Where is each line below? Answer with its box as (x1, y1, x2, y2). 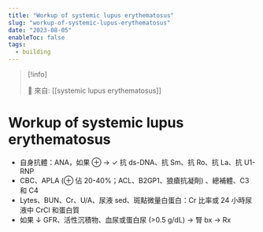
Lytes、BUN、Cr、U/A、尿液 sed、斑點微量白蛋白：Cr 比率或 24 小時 (19, 195, 246, 204)
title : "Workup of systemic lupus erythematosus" (8, 11, 175, 20)
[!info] (27, 70, 47, 79)
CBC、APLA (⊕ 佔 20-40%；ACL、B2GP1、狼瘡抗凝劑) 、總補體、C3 (19, 175, 250, 185)
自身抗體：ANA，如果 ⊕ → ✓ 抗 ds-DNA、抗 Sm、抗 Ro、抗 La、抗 (19, 157, 243, 167)
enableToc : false (8, 33, 65, 42)
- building (15, 48, 51, 56)
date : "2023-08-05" (8, 26, 72, 34)
